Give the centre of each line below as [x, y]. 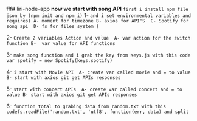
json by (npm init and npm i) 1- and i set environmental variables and [99, 15]
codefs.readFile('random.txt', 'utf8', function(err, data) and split [98, 112]
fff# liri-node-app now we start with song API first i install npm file [97, 9]
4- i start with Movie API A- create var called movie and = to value [98, 72]
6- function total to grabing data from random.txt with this [86, 106]
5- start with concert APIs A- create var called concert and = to [94, 89]
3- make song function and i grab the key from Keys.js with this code [98, 55]
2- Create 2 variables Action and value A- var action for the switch [98, 38]
